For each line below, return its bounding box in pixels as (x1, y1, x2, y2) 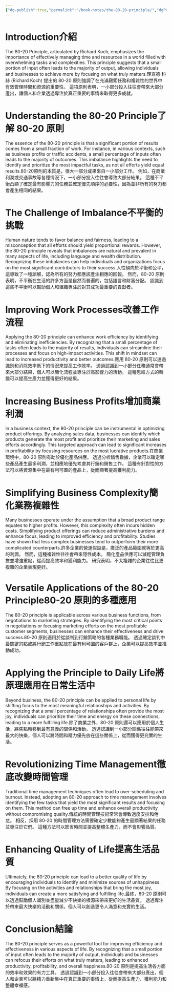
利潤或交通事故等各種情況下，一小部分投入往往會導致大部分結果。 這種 (5, 174, 155, 180)
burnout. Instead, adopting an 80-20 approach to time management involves (5, 794, 167, 800)
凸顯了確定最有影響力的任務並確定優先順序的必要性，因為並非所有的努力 (9, 180, 162, 187)
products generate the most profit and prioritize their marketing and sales (5, 436, 160, 442)
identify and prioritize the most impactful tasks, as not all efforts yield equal (5, 162, 164, 168)
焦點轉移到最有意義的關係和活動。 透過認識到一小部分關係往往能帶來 (18, 726, 164, 732)
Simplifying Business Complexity (5, 487, 149, 498)
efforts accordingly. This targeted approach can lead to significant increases (5, 441, 167, 448)
